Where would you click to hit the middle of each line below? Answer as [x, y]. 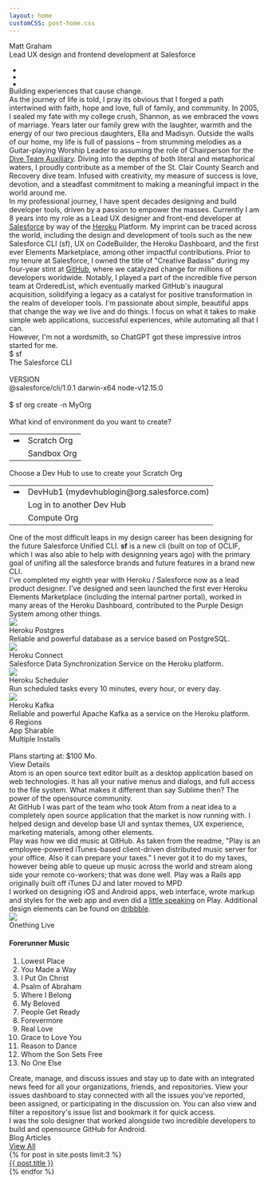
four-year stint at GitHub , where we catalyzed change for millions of [120, 269]
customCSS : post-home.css [52, 23]
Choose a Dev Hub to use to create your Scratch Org [96, 473]
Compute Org [53, 517]
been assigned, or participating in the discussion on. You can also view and [133, 1103]
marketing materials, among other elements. [82, 832]
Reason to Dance [49, 1046]
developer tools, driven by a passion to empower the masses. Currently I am [134, 209]
